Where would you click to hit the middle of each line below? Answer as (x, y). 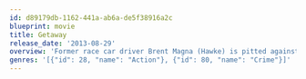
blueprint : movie (42, 26)
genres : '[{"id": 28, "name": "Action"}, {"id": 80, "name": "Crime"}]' (150, 60)
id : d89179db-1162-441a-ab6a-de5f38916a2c (91, 18)
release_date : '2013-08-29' (63, 43)
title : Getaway (38, 35)
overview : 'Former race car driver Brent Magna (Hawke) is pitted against (154, 52)
